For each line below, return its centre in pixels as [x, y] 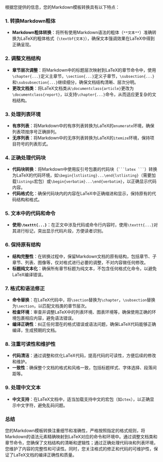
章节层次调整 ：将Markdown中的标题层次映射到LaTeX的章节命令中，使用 [84, 70]
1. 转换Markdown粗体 [30, 21]
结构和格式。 [29, 200]
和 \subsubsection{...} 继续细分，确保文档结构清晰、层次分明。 [75, 82]
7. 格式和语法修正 [25, 288]
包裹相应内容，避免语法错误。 [46, 318]
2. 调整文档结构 [23, 58]
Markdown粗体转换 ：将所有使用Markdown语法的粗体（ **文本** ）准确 [82, 33]
